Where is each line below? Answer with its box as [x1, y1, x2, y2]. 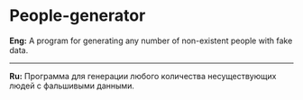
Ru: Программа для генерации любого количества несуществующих [9, 70, 277, 81]
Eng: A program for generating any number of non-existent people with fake [9, 35, 293, 46]
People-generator [9, 5, 146, 26]
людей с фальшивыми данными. [9, 80, 135, 91]
